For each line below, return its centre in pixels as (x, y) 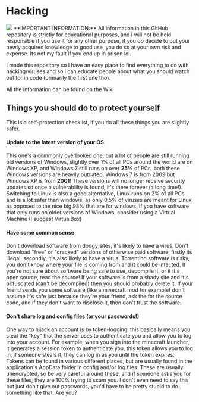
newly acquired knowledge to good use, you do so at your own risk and (94, 47)
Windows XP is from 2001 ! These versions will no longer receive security (96, 180)
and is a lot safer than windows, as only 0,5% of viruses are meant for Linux (99, 200)
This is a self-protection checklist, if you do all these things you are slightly (98, 122)
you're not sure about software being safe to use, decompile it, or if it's (93, 271)
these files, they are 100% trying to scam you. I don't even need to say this (97, 380)
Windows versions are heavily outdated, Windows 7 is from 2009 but (91, 174)
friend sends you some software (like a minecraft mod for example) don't (96, 290)
